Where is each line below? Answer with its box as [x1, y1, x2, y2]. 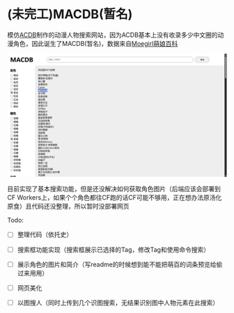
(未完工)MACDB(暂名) [7, 6, 133, 22]
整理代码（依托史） [17, 230, 73, 239]
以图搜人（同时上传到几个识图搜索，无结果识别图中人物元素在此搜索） [17, 298, 219, 307]
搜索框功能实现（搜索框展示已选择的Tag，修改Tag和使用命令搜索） [17, 245, 210, 254]
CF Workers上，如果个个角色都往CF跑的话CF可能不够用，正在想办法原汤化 [7, 193, 222, 202]
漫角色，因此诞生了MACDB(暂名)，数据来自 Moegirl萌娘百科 [7, 39, 178, 47]
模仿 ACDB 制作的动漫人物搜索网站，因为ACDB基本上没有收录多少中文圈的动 [7, 31, 224, 39]
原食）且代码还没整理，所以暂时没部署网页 [7, 202, 130, 211]
